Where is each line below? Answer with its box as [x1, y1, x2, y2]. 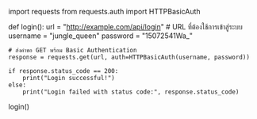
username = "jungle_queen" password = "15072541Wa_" [8, 31, 193, 40]
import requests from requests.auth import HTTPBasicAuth [8, 7, 201, 16]
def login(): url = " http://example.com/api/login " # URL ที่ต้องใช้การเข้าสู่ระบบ [8, 22, 244, 31]
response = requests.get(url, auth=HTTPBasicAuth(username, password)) [8, 53, 250, 61]
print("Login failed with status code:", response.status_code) [22, 88, 240, 96]
